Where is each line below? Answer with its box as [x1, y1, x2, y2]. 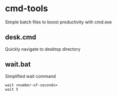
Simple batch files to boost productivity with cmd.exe [5, 19, 112, 25]
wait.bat [5, 60, 31, 69]
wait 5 [5, 87, 19, 92]
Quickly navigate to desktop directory [5, 46, 80, 52]
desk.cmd [5, 33, 37, 41]
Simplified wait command [5, 73, 56, 79]
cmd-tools [5, 3, 48, 14]
